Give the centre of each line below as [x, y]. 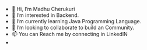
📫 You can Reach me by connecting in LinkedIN [70, 34]
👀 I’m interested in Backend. [45, 15]
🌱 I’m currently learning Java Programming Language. [76, 21]
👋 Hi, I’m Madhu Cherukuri [43, 9]
